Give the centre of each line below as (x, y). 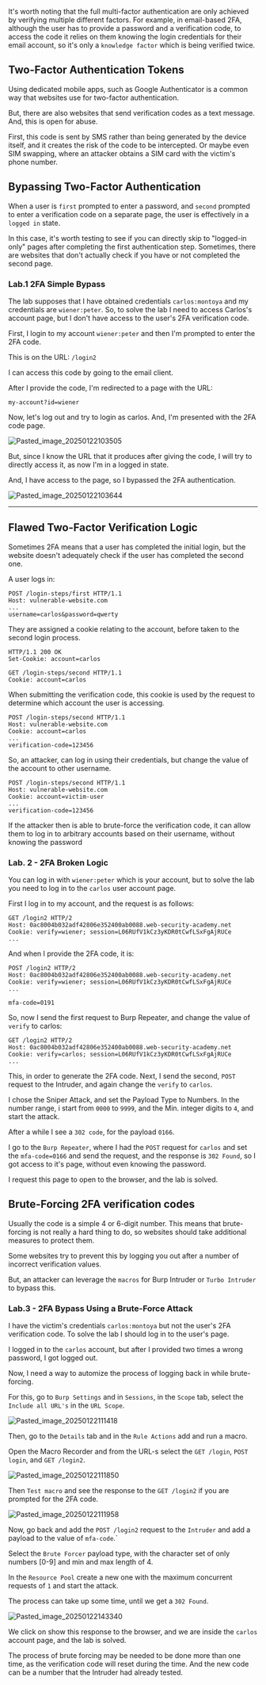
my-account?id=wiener (44, 402)
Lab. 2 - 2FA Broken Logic (58, 862)
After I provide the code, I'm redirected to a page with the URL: (111, 388)
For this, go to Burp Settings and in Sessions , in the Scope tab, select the (126, 1397)
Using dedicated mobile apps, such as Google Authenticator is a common (128, 89)
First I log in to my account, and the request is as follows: (101, 904)
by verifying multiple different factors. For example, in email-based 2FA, (125, 20)
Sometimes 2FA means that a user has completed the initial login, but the (127, 547)
